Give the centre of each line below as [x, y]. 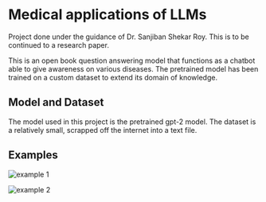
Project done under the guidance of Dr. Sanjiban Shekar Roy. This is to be [129, 37]
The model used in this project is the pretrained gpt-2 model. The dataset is [132, 122]
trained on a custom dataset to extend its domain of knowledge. [113, 77]
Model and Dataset [56, 102]
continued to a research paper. [59, 45]
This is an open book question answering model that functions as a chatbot [132, 60]
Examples [33, 155]
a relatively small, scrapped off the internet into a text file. [103, 130]
